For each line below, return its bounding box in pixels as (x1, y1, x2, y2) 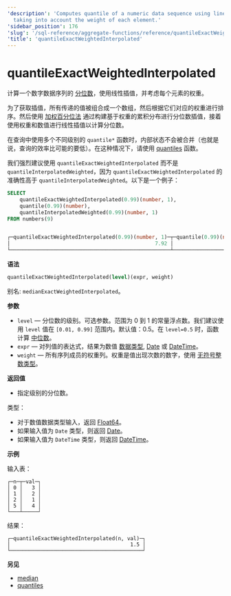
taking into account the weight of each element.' (13, 17, 162, 23)
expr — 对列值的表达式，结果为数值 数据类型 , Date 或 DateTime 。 (16, 342, 203, 350)
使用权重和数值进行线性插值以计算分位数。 (7, 121, 128, 130)
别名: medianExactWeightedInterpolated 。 (7, 287, 124, 295)
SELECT (7, 190, 26, 197)
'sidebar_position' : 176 (7, 23, 78, 30)
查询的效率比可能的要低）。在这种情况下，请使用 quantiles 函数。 (19, 144, 202, 152)
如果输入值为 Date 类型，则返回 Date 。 (16, 427, 126, 435)
